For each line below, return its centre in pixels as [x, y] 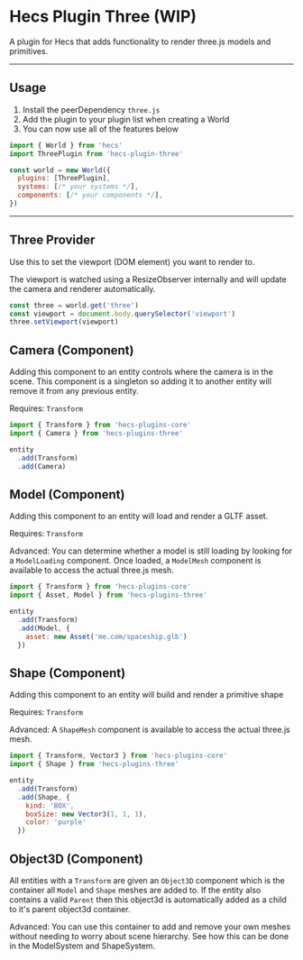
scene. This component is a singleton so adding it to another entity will [141, 381]
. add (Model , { [44, 628]
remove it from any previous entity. [74, 391]
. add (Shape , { [44, 797]
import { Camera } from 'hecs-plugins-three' [96, 434]
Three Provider [52, 240]
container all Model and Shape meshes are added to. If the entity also [135, 890]
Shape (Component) [68, 673]
